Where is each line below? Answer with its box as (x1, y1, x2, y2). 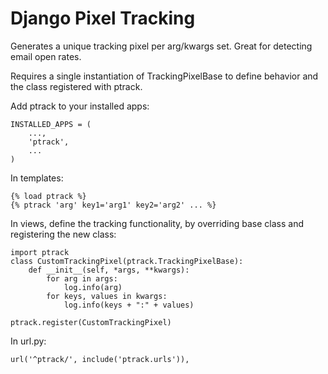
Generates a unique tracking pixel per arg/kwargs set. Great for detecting (10, 40, 313, 52)
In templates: (10, 172, 64, 184)
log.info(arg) (63, 282, 123, 292)
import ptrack (10, 247, 70, 257)
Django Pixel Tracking (10, 7, 196, 30)
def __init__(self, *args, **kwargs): (28, 265, 190, 275)
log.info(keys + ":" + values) (63, 300, 195, 310)
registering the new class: (10, 228, 117, 240)
